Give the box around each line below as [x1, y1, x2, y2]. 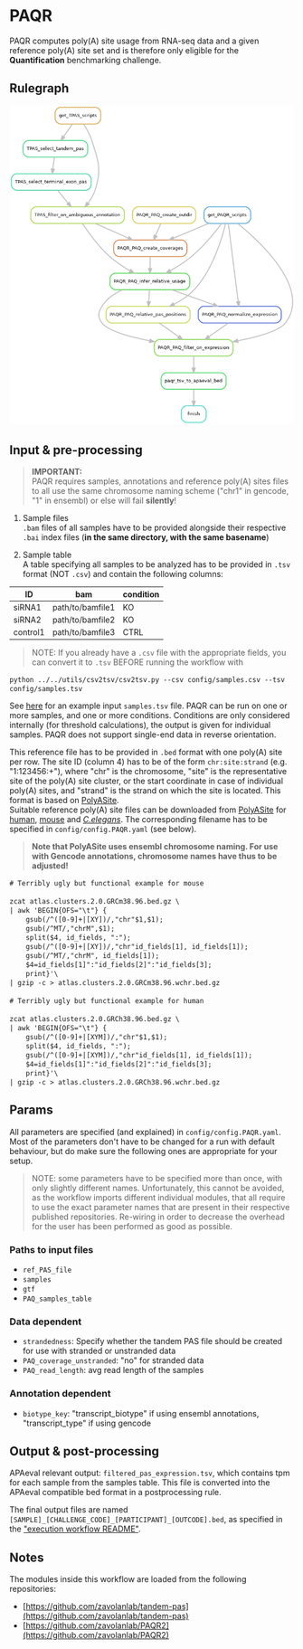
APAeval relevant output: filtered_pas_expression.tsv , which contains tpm [9, 1467, 290, 1479]
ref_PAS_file [22, 1265, 72, 1275]
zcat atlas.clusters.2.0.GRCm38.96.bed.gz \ [9, 896, 180, 905]
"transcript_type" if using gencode [22, 1417, 152, 1428]
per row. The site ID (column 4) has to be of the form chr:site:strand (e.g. [9, 756, 288, 767]
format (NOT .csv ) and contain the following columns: [22, 569, 223, 580]
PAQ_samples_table [22, 1294, 92, 1303]
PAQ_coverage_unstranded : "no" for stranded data [22, 1355, 204, 1366]
